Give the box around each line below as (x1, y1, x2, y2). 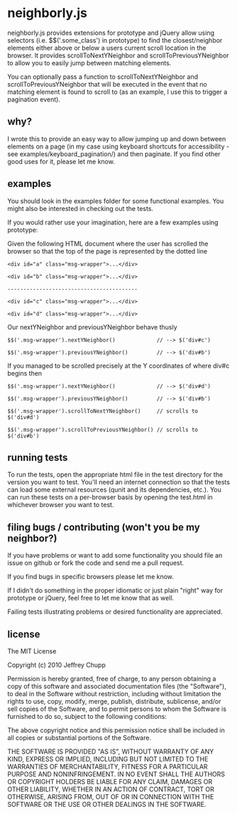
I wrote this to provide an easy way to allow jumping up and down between (7, 134, 226, 143)
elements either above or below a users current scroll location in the (7, 43, 206, 52)
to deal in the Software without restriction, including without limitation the (7, 690, 221, 698)
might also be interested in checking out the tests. (7, 204, 154, 212)
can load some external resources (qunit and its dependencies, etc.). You (7, 485, 222, 494)
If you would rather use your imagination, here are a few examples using (7, 218, 219, 227)
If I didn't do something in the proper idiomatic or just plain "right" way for (7, 586, 224, 595)
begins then (7, 369, 43, 377)
